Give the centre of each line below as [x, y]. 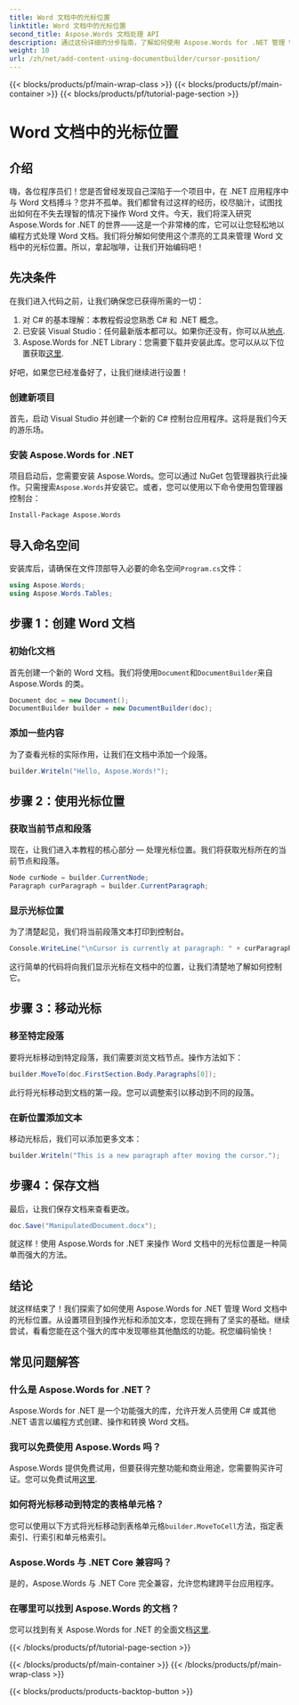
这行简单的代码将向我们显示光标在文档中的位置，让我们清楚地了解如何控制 [145, 967]
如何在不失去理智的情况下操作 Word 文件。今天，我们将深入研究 [134, 213]
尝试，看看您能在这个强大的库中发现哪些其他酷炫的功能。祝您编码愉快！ [141, 1331]
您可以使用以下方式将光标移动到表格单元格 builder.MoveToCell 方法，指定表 [146, 1526]
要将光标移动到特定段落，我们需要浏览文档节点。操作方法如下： [126, 1057]
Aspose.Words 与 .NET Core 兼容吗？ [91, 1562]
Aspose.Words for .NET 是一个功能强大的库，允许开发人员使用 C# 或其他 [143, 1410]
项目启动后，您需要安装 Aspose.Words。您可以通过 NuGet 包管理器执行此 [145, 476]
